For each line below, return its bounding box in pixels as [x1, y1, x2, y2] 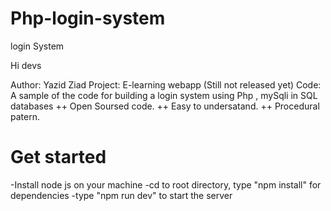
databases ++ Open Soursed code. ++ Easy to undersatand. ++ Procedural [10, 100, 320, 112]
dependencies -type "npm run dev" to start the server [10, 189, 233, 201]
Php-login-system [10, 7, 166, 30]
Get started [10, 146, 107, 169]
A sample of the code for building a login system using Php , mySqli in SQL [10, 89, 318, 101]
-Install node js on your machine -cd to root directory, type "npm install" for [10, 178, 322, 191]
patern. [10, 110, 40, 122]
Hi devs [10, 59, 42, 71]
